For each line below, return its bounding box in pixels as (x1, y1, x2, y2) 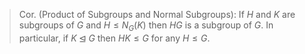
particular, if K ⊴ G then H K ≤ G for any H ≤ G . (18, 32, 211, 44)
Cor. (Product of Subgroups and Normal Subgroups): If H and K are (18, 9, 296, 20)
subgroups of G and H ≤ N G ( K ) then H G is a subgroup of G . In (18, 19, 274, 33)
